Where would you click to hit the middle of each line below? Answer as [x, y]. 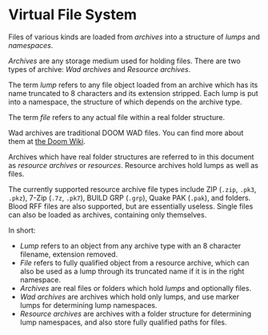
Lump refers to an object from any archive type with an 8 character [130, 245]
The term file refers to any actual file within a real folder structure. [117, 117]
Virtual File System [73, 15]
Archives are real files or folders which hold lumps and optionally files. [136, 288]
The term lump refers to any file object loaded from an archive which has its [133, 85]
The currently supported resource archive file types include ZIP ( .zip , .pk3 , [132, 189]
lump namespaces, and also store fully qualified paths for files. [123, 322]
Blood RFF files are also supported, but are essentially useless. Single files [131, 206]
